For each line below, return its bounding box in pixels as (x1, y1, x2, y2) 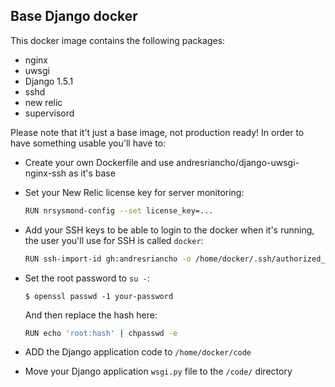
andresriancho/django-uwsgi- (176, 156, 300, 168)
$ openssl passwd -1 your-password (24, 291, 174, 301)
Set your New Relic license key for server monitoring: (24, 186, 245, 198)
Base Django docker (10, 8, 138, 25)
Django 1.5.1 (24, 75, 74, 87)
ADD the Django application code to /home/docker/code (24, 346, 252, 358)
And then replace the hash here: (24, 309, 158, 321)
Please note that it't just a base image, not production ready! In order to (10, 126, 305, 138)
